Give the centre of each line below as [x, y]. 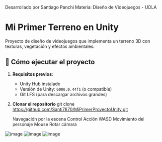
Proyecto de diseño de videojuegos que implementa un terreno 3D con [78, 41]
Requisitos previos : [33, 74]
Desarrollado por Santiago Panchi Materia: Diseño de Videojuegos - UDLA [81, 7]
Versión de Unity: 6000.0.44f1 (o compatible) [66, 89]
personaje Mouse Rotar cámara [44, 124]
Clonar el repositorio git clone [43, 104]
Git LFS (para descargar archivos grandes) [63, 94]
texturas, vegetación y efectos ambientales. [50, 46]
